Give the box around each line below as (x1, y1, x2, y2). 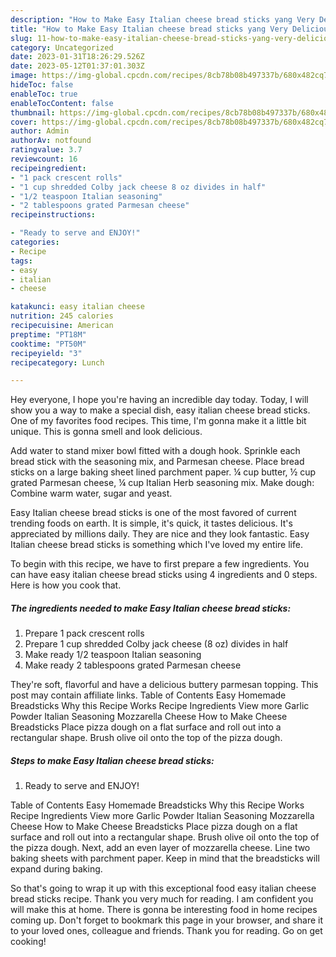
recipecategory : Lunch (10, 357, 105, 368)
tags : (10, 256, 33, 266)
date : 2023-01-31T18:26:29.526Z (10, 52, 145, 62)
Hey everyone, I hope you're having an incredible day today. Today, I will (10, 394, 309, 406)
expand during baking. (10, 863, 103, 875)
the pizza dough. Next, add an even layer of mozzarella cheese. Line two (10, 842, 311, 854)
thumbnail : (10, 107, 56, 118)
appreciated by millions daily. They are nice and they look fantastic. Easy (10, 528, 310, 540)
